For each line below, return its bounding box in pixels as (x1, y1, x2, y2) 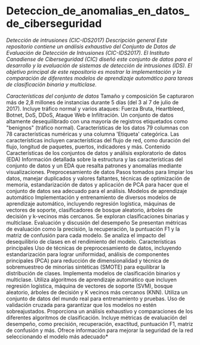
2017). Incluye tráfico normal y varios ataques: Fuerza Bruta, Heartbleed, (6, 105, 185, 112)
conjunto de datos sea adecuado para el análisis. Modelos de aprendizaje (6, 187, 187, 194)
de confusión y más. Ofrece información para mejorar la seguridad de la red (6, 327, 193, 334)
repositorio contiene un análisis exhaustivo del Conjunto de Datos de (6, 43, 176, 50)
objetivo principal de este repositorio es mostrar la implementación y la (6, 68, 182, 75)
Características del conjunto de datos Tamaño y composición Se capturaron (6, 92, 194, 100)
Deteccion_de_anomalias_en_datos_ (6, 4, 190, 18)
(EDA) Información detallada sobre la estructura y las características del (6, 156, 183, 163)
